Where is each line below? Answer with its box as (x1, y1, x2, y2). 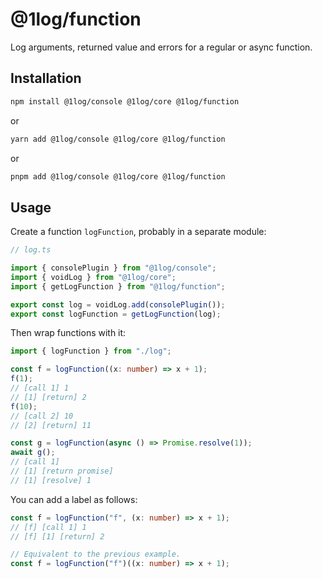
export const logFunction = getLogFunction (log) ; (10, 309, 222, 319)
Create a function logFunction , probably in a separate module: (10, 226, 267, 238)
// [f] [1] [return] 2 (10, 531, 105, 542)
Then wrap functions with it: (10, 327, 127, 339)
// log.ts (10, 245, 52, 255)
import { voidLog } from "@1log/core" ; (10, 272, 177, 282)
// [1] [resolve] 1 (10, 475, 92, 485)
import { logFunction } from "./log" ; (10, 346, 172, 357)
